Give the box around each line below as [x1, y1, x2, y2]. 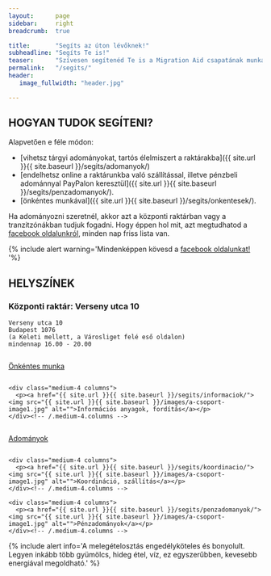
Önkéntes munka [8, 361, 65, 372]
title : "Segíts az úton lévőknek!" [8, 41, 150, 49]
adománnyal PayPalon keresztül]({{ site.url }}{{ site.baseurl [19, 179, 217, 188]
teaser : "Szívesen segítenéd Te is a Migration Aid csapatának [8, 57, 244, 65]
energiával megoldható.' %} [8, 558, 101, 568]
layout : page [8, 11, 70, 20]
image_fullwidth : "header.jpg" [19, 78, 125, 87]
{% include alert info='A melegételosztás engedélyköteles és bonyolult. [8, 541, 245, 551]
